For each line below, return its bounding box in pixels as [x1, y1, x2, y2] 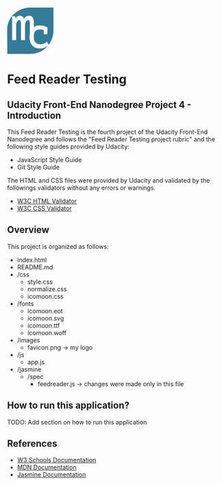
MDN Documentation [16, 463, 77, 471]
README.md [16, 262, 53, 271]
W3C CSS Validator [16, 204, 72, 212]
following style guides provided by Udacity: [7, 142, 130, 150]
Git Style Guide [16, 163, 60, 171]
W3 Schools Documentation [16, 456, 97, 464]
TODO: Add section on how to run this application [7, 418, 147, 426]
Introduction [7, 109, 62, 121]
